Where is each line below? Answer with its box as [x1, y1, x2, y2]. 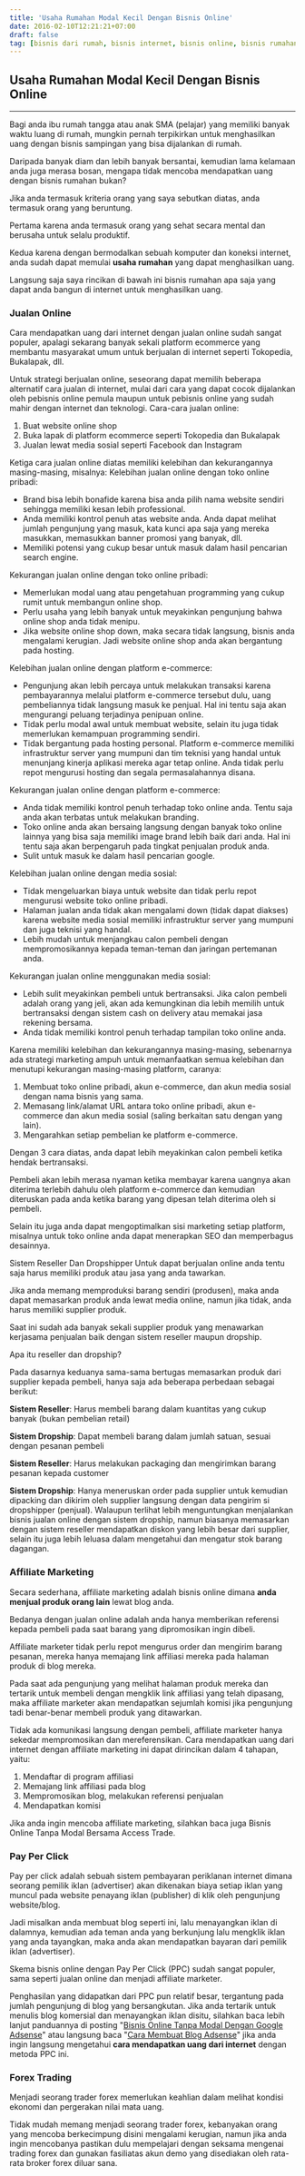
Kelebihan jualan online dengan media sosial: [9, 868, 178, 879]
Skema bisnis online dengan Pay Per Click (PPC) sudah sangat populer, [9, 1963, 276, 1974]
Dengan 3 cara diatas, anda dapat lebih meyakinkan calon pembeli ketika [9, 1147, 283, 1158]
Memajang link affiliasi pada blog [22, 1780, 146, 1791]
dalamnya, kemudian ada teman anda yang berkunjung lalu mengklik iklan [9, 1926, 286, 1937]
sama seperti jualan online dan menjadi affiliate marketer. [9, 1973, 222, 1984]
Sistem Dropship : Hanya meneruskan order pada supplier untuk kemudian [9, 1485, 289, 1496]
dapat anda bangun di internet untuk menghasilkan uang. [9, 284, 223, 295]
